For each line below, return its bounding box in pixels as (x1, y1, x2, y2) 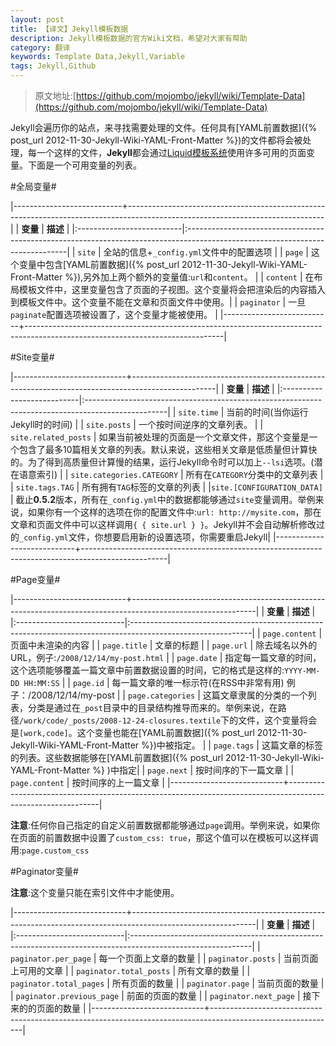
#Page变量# (10, 574, 61, 585)
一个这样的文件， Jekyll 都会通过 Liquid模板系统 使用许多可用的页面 (36, 147, 307, 158)
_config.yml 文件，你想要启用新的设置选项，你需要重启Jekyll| (19, 531, 271, 543)
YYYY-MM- (284, 666, 321, 676)
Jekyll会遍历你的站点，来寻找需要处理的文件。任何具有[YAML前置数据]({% (10, 122, 318, 133)
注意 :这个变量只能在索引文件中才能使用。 (10, 887, 180, 898)
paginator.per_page (10, 954, 92, 964)
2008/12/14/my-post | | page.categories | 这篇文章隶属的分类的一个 (31, 689, 308, 701)
